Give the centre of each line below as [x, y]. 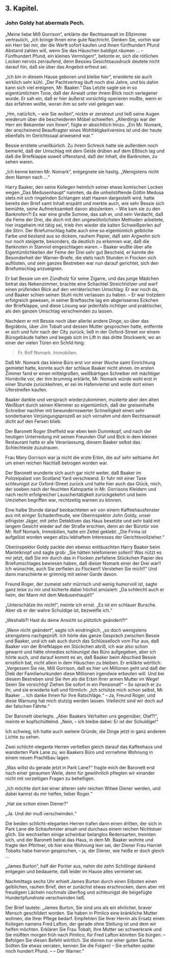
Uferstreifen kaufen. [26, 389]
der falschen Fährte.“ [28, 706]
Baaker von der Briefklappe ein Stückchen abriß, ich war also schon [77, 646]
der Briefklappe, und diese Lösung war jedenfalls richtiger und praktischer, [84, 305]
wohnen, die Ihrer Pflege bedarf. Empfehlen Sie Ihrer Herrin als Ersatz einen [85, 918]
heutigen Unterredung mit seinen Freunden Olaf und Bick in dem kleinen [81, 436]
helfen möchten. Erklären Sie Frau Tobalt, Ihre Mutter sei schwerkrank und [83, 929]
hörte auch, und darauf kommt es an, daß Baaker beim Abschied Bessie [81, 657]
